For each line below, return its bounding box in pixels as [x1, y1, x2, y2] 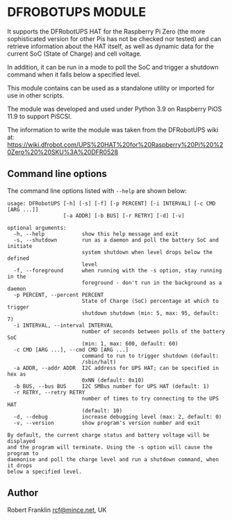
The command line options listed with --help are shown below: [7, 186, 188, 195]
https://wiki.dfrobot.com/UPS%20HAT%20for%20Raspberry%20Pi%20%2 [7, 140, 224, 148]
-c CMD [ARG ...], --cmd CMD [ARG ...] [13, 346, 129, 353]
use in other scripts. [7, 91, 65, 100]
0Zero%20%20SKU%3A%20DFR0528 [7, 148, 119, 156]
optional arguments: [7, 224, 67, 231]
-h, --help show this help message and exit [13, 231, 179, 238]
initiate [7, 242, 33, 249]
